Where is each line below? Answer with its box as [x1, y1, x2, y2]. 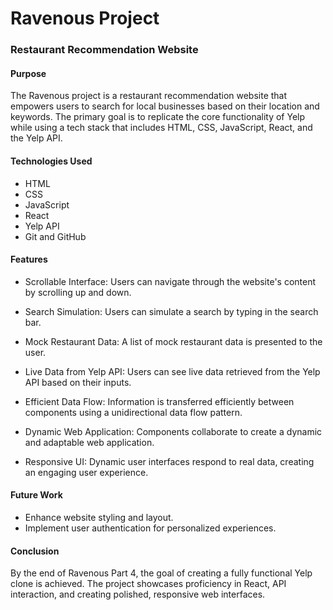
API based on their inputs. [24, 376, 132, 388]
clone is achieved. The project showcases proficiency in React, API [10, 578, 287, 590]
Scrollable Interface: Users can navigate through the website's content [24, 275, 317, 287]
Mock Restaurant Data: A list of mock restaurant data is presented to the [24, 335, 323, 347]
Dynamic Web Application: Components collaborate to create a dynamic [24, 425, 323, 437]
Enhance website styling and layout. [24, 511, 174, 523]
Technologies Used [10, 155, 93, 167]
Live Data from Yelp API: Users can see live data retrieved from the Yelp [24, 365, 321, 377]
